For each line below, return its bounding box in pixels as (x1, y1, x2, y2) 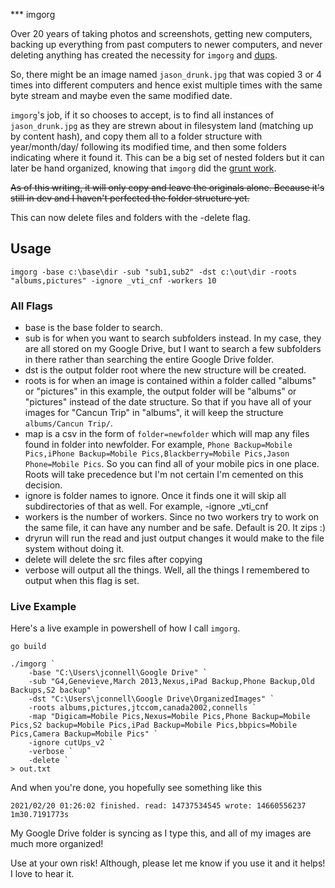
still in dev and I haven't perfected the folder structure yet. (10, 192, 250, 204)
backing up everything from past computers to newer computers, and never (10, 39, 323, 50)
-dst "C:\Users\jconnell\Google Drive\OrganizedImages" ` (28, 694, 275, 704)
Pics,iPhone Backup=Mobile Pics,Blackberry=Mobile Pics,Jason (24, 449, 290, 459)
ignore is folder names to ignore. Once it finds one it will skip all (24, 490, 287, 502)
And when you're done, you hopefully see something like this (10, 782, 263, 794)
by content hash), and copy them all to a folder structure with (10, 130, 263, 142)
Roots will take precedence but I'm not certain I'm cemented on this (24, 469, 304, 481)
